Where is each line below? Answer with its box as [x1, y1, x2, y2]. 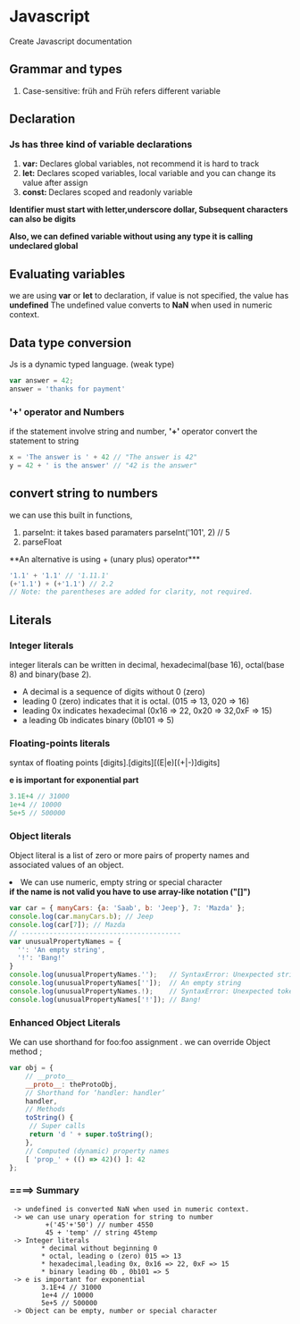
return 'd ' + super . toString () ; [29, 1130, 154, 1139]
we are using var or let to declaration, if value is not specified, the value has [9, 291, 289, 301]
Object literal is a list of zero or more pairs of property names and [9, 850, 250, 861]
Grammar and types [9, 62, 123, 77]
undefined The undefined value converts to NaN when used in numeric [9, 299, 273, 310]
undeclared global [9, 240, 79, 251]
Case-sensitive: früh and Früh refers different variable [21, 85, 221, 96]
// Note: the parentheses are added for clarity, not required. [9, 587, 254, 596]
